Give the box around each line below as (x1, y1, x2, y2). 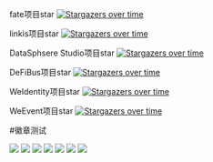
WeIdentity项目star (9, 86, 80, 96)
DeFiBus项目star (9, 67, 71, 77)
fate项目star (9, 9, 55, 19)
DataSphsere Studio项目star (9, 47, 116, 58)
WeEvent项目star (9, 106, 74, 116)
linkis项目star (9, 28, 59, 39)
